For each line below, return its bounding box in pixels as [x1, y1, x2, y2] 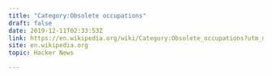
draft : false [8, 19, 53, 27]
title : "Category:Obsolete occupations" [8, 11, 147, 20]
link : [8, 34, 27, 42]
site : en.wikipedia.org [8, 42, 89, 50]
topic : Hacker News [8, 49, 74, 57]
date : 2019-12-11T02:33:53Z [8, 26, 104, 34]
